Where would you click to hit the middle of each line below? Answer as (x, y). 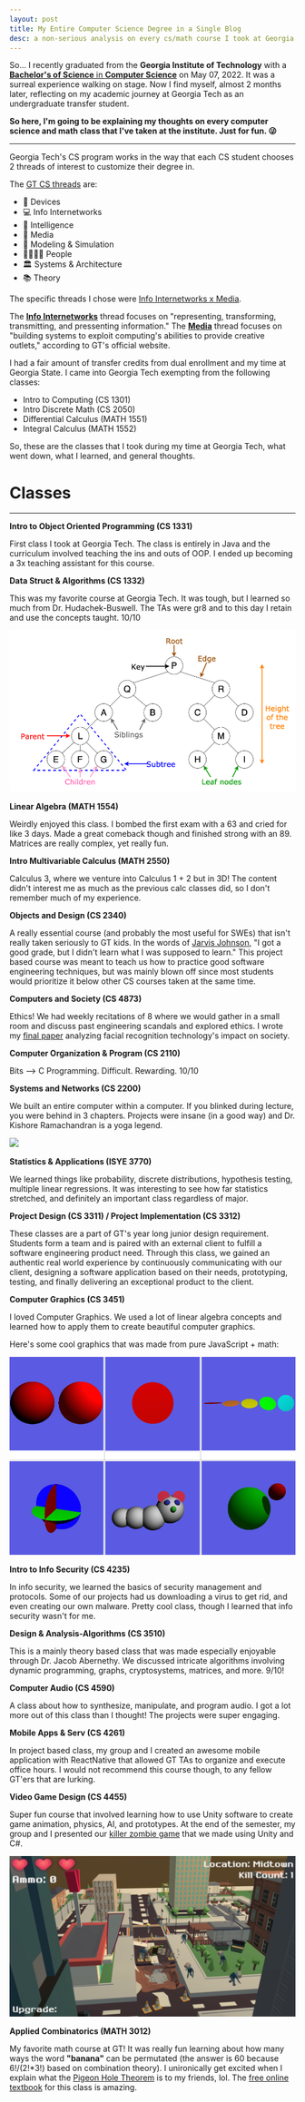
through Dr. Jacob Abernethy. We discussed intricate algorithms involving (148, 1661)
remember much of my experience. (75, 898)
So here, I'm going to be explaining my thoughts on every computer (139, 122)
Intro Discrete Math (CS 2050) (79, 409)
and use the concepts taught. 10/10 (75, 618)
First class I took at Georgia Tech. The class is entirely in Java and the (140, 544)
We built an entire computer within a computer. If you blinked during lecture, (152, 1106)
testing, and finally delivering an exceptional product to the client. (132, 1282)
